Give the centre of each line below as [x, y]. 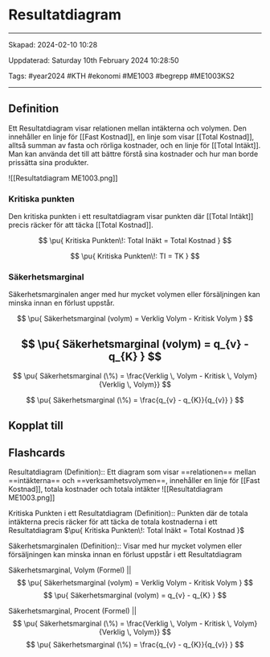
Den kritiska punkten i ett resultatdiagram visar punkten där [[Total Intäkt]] [131, 217]
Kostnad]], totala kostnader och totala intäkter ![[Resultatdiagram [116, 490]
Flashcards [37, 452]
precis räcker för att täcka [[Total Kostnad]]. [81, 225]
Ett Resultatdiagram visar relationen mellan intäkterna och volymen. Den [128, 128]
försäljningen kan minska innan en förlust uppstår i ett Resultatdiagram [125, 555]
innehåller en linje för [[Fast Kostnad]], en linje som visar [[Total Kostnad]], [131, 136]
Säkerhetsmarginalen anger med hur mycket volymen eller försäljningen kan [135, 295]
